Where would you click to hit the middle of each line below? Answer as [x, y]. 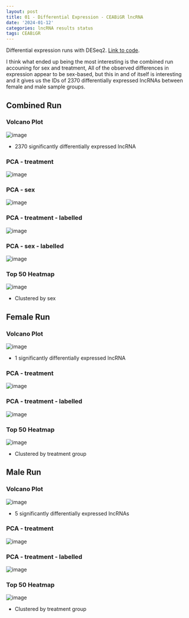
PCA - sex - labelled [35, 246]
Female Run [28, 317]
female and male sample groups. [46, 87]
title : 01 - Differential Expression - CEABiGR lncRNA [75, 17]
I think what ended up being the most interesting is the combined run [90, 62]
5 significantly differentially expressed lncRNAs [72, 513]
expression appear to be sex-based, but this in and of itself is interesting [94, 74]
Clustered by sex [35, 298]
